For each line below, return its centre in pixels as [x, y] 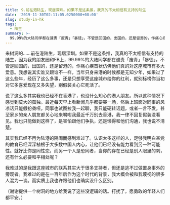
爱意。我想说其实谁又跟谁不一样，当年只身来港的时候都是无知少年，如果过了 [85, 72]
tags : [11, 24]
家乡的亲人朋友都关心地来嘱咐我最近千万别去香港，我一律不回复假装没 [82, 114]
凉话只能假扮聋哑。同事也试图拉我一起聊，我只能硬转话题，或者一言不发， [83, 108]
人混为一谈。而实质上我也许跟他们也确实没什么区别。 [61, 180]
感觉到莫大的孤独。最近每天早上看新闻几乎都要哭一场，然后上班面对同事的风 [85, 102]
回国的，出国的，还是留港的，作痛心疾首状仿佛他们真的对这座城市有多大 [89, 66]
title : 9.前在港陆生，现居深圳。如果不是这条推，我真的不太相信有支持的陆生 [76, 10]
